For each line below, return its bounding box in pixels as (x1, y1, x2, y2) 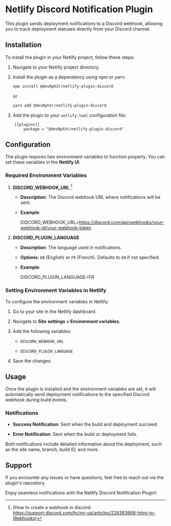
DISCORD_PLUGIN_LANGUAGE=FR (20, 274, 94, 280)
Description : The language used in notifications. (20, 245, 122, 251)
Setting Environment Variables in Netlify (5, 287, 107, 294)
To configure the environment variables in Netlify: (5, 298, 109, 304)
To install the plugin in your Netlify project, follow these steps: (5, 54, 135, 60)
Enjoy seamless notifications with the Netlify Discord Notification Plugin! (5, 490, 157, 496)
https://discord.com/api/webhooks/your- (78, 219, 164, 225)
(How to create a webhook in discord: (12, 505, 92, 511)
